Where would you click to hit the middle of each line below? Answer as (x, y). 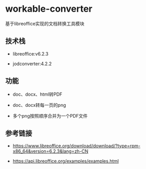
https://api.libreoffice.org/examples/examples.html (66, 161)
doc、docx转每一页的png (39, 105)
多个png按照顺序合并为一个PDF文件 (50, 116)
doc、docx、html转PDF (37, 94)
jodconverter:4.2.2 (32, 64)
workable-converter (49, 9)
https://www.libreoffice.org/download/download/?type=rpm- (77, 146)
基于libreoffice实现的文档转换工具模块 (45, 23)
